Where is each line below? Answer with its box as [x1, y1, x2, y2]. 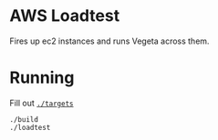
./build [9, 115, 39, 124]
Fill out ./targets [9, 97, 75, 108]
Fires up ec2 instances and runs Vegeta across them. [9, 35, 210, 46]
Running [9, 67, 75, 88]
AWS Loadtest [9, 5, 120, 26]
